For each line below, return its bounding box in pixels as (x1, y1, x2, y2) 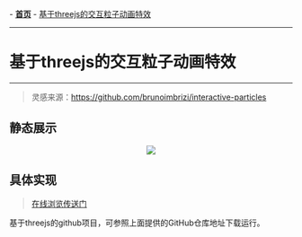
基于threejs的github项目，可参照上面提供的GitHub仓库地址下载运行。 (9, 217, 265, 228)
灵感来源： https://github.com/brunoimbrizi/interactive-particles (31, 92, 267, 102)
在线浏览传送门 (31, 197, 87, 209)
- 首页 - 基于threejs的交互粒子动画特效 (9, 9, 151, 19)
